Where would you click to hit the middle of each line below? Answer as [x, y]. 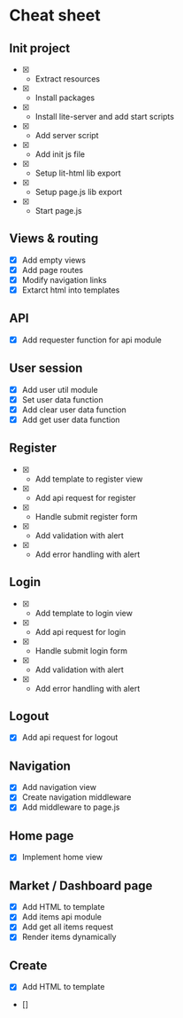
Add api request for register [86, 497]
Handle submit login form [81, 650]
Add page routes [53, 270]
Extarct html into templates [71, 290]
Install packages [65, 98]
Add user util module [60, 389]
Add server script [67, 135]
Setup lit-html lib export [78, 173]
